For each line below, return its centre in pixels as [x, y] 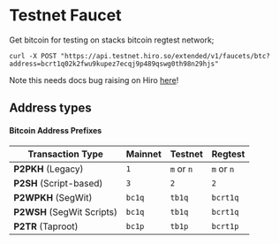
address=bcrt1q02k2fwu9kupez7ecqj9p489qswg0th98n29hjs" [114, 64]
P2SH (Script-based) [58, 183]
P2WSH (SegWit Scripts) [65, 211]
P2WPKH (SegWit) [53, 197]
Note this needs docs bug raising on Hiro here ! [94, 80]
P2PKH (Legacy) [49, 169]
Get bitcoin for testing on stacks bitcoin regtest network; [112, 40]
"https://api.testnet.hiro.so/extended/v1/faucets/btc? [166, 56]
